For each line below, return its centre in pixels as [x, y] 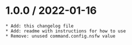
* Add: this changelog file [40, 26]
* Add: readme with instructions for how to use [66, 31]
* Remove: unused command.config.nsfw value [60, 36]
